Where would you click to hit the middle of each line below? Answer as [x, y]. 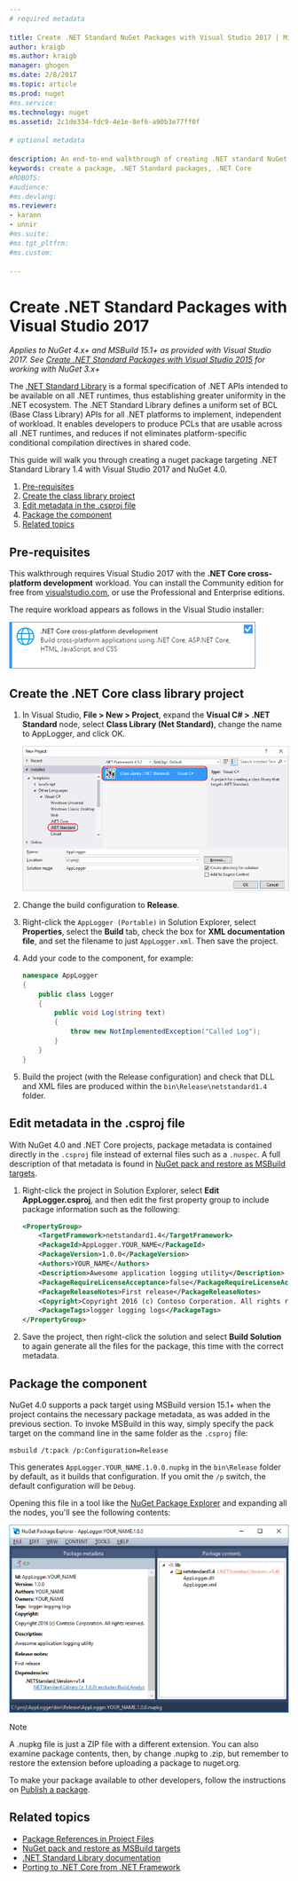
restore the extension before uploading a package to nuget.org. [125, 1763]
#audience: [29, 187]
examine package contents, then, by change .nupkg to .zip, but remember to [149, 1753]
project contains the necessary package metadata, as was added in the [140, 1414]
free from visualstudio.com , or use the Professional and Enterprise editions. [147, 592]
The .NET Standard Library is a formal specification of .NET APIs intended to [149, 387]
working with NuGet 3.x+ [55, 369]
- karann [25, 216]
